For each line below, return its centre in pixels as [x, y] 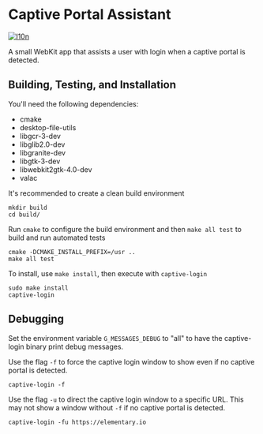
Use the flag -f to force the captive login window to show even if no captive [131, 361]
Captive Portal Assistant [90, 15]
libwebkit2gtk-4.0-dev [56, 169]
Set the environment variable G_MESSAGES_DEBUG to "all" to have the [115, 338]
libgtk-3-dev [40, 161]
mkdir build [28, 208]
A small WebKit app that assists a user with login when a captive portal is [127, 51]
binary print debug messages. [75, 346]
